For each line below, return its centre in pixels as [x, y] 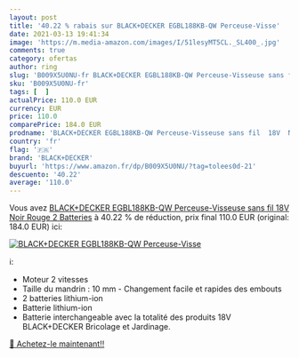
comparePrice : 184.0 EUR [55, 125]
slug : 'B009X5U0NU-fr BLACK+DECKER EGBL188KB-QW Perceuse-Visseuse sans [147, 76]
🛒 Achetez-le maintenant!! [57, 344]
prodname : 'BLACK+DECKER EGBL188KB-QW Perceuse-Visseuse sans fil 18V [145, 133]
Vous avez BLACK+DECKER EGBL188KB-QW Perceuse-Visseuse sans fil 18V [149, 208]
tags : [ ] [29, 91]
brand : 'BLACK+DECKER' [51, 158]
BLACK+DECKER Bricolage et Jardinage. [96, 327]
